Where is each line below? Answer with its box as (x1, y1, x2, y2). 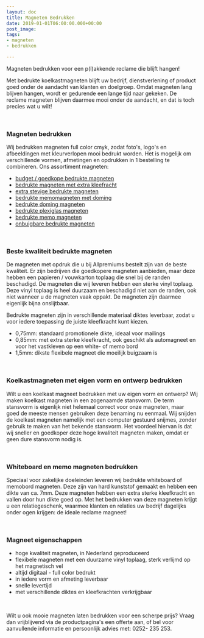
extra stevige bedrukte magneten (15, 188, 99, 195)
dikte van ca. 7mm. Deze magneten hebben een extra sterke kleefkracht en (6, 489, 195, 497)
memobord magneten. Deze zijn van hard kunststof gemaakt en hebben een (6, 483, 197, 491)
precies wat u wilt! (6, 102, 52, 110)
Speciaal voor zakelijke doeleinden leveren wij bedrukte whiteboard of (6, 477, 183, 484)
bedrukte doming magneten (15, 200, 85, 208)
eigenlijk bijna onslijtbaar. (6, 300, 70, 307)
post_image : (6, 26, 37, 32)
